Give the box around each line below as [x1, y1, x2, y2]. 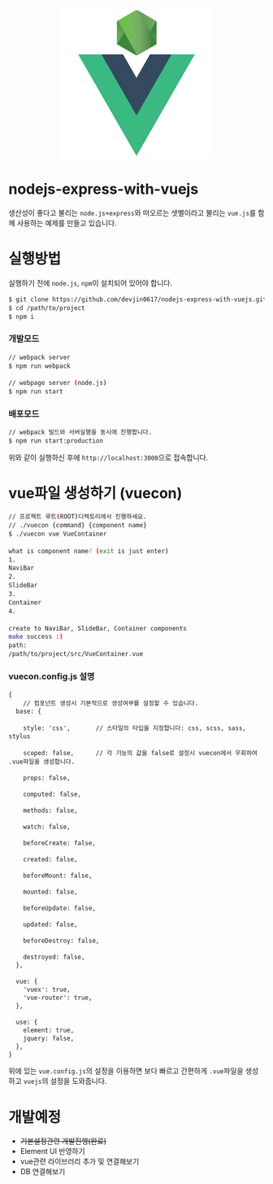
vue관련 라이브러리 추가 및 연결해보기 [19, 1156, 140, 1166]
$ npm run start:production [8, 437, 104, 445]
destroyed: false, [23, 953, 85, 962]
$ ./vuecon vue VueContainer [8, 530, 107, 538]
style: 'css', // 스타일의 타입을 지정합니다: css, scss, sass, [23, 724, 246, 732]
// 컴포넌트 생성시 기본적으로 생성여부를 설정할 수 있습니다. [23, 699, 199, 708]
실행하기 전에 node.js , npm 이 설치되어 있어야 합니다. [8, 277, 173, 287]
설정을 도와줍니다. [50, 1077, 107, 1086]
